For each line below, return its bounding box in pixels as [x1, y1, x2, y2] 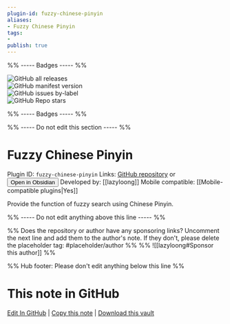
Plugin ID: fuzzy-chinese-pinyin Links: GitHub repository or [7, 170, 176, 178]
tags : [7, 29, 23, 37]
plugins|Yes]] [40, 186, 78, 194]
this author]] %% [7, 248, 56, 256]
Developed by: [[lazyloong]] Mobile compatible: [59, 177, 196, 186]
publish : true [7, 42, 48, 49]
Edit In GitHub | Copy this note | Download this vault [7, 308, 155, 317]
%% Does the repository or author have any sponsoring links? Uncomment [7, 226, 220, 234]
